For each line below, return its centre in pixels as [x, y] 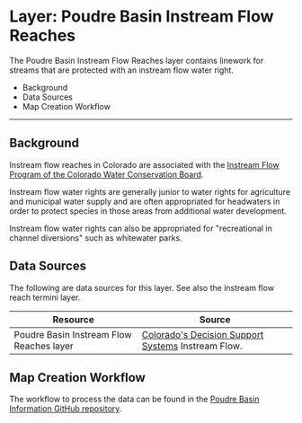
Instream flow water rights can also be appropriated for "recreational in [141, 228]
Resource [73, 319]
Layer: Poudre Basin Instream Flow [142, 17]
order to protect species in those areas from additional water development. [148, 211]
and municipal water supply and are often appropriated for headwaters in [145, 201]
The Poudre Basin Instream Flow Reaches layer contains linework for [137, 60]
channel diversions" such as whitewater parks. [96, 238]
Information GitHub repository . [66, 409]
